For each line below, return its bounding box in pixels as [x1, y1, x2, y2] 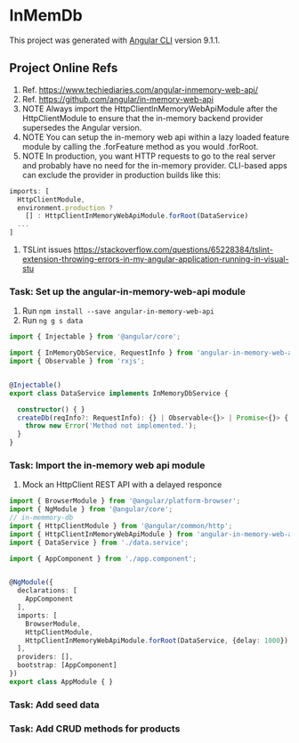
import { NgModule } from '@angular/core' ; [9, 505, 174, 514]
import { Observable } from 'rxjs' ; [9, 357, 145, 366]
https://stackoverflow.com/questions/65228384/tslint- [73, 244, 274, 255]
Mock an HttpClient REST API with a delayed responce [21, 479, 222, 490]
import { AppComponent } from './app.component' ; [9, 554, 198, 563]
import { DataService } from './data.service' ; [9, 538, 190, 547]
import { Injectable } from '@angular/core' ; [9, 332, 181, 341]
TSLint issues [21, 244, 72, 255]
